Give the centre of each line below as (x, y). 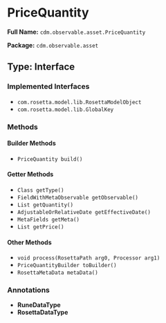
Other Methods (29, 242)
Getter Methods (30, 175)
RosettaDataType (43, 313)
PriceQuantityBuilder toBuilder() (67, 266)
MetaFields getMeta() (48, 219)
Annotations (28, 290)
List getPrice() (40, 227)
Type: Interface (41, 67)
